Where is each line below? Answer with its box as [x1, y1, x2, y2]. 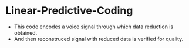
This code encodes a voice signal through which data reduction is [14, 23, 174, 30]
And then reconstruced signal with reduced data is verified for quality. [14, 35, 184, 42]
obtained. [14, 29, 38, 36]
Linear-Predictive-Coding [5, 4, 133, 17]
